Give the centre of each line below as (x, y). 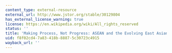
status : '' (17, 29)
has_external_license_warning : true (44, 19)
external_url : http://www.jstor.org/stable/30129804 (63, 15)
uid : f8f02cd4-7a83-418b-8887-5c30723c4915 (52, 38)
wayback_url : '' (23, 43)
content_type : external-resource (41, 10)
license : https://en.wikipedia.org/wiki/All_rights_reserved (72, 24)
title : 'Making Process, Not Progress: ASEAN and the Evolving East (80, 33)
